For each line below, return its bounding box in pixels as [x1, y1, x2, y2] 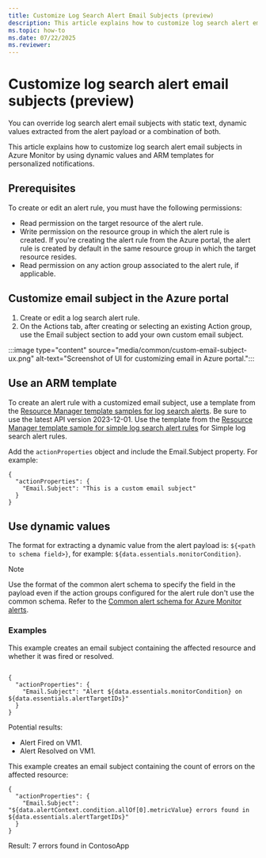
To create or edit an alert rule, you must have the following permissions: [8, 203, 242, 213]
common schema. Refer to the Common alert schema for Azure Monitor [8, 596, 242, 607]
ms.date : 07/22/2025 [8, 33, 77, 42]
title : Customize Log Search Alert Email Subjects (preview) [8, 11, 215, 20]
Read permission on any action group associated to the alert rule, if [19, 260, 239, 270]
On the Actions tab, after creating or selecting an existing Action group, [19, 321, 253, 331]
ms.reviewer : [8, 41, 51, 49]
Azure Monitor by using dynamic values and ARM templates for [8, 151, 215, 160]
